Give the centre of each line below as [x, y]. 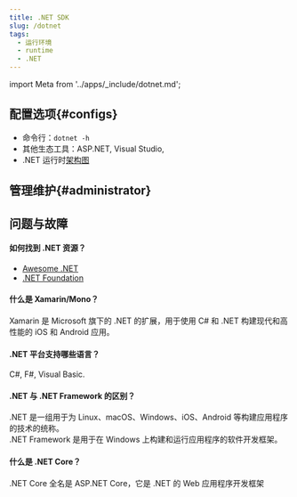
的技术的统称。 [36, 428]
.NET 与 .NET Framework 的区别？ [72, 395]
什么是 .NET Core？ [45, 461]
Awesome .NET [50, 268]
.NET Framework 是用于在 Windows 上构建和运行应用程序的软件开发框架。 [146, 440]
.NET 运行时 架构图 [56, 159]
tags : [19, 34]
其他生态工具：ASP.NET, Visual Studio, [93, 149]
